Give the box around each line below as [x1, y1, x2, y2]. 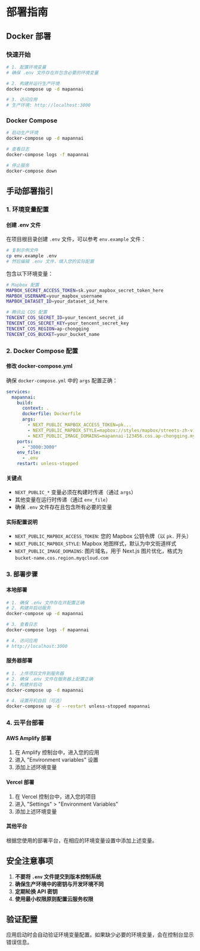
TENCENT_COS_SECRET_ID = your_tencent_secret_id [6, 315, 124, 321]
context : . [21, 406, 49, 411]
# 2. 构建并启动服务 [6, 605, 51, 611]
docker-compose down [6, 168, 58, 174]
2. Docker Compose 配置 [6, 347, 79, 355]
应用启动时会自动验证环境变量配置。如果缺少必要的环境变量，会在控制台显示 [6, 931, 194, 938]
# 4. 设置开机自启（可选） [6, 698, 64, 704]
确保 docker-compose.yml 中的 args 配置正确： [6, 376, 118, 384]
